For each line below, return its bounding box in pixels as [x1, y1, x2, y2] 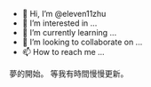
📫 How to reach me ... [21, 47, 105, 57]
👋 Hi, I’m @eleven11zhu [21, 9, 107, 19]
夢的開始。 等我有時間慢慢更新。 [9, 68, 129, 79]
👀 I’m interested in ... [21, 18, 98, 28]
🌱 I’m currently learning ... [21, 28, 117, 37]
